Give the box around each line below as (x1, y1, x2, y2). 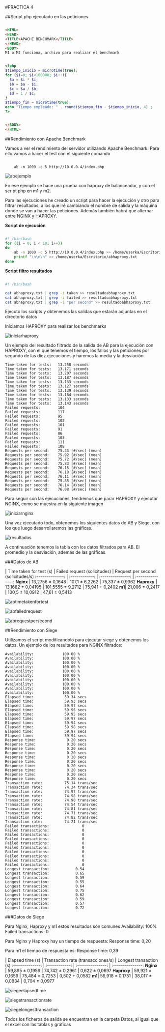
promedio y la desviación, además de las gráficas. (5, 549, 107, 555)
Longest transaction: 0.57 (5, 901, 84, 906)
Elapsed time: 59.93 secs (5, 699, 87, 704)
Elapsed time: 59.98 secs (5, 725, 87, 730)
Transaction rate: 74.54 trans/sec (5, 802, 98, 807)
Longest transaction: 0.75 (5, 888, 84, 893)
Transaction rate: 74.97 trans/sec (5, 789, 98, 794)
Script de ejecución (5, 222, 46, 228)
